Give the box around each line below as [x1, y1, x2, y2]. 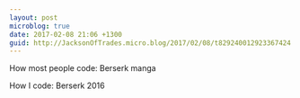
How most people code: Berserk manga [9, 63, 156, 74]
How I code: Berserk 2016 [9, 80, 105, 91]
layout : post [9, 13, 58, 22]
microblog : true [9, 22, 70, 31]
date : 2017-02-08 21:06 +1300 [9, 30, 123, 39]
